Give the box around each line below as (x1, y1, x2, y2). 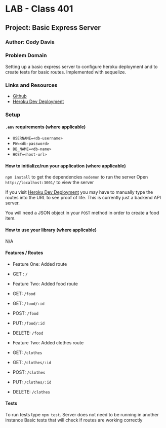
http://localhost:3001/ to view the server (5, 180, 94, 186)
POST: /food (12, 310, 39, 316)
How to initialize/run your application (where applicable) (5, 163, 126, 169)
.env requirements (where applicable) (5, 124, 86, 130)
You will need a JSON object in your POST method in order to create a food (5, 210, 159, 216)
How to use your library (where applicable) (5, 227, 97, 233)
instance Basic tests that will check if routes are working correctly (5, 417, 143, 423)
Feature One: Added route (12, 261, 67, 267)
